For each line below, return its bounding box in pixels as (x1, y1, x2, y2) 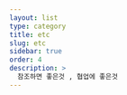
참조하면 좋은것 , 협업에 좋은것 (17, 72, 119, 81)
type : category (9, 22, 67, 31)
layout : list (9, 13, 59, 23)
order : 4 (9, 55, 42, 64)
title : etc (9, 30, 50, 39)
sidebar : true (9, 47, 63, 56)
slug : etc (9, 38, 47, 48)
